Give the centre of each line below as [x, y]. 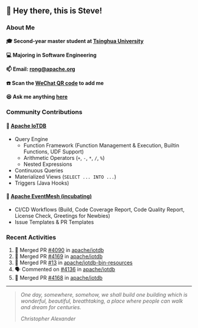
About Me [21, 28]
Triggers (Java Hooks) [42, 183]
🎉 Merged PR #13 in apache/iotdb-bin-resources [73, 263]
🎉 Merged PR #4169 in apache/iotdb [59, 257]
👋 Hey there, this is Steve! [54, 11]
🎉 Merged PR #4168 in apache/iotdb [59, 278]
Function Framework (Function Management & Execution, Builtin [101, 145]
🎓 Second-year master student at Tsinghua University [75, 41]
